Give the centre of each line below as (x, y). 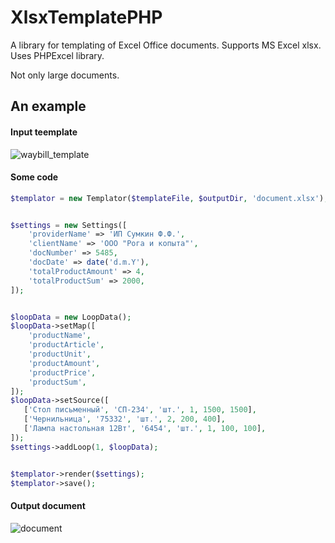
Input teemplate (44, 132)
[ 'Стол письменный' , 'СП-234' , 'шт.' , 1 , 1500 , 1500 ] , (140, 410)
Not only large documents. (65, 75)
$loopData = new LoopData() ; (71, 317)
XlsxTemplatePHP (86, 17)
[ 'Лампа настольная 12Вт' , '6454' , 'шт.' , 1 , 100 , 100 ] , (145, 429)
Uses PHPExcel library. (57, 55)
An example (48, 106)
